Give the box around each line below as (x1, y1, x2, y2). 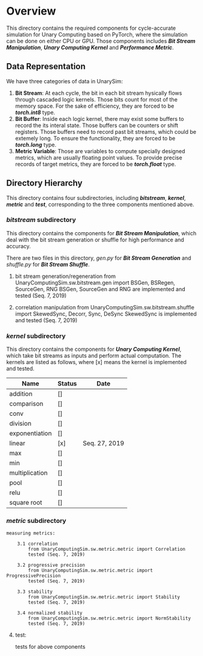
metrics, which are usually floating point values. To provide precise (15, 154, 183, 161)
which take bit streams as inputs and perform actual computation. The (6, 352, 182, 359)
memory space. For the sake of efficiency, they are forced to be (15, 102, 175, 109)
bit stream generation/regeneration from (15, 272, 116, 280)
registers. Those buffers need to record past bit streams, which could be (15, 128, 197, 135)
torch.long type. (15, 141, 56, 148)
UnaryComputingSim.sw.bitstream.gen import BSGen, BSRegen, (15, 278, 176, 286)
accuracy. (6, 242, 32, 250)
